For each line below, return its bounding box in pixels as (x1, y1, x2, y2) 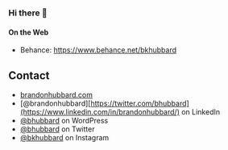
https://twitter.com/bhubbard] (90, 98, 189, 108)
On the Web (8, 27, 49, 37)
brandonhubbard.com (19, 90, 93, 99)
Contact (8, 69, 50, 82)
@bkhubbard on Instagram (19, 132, 110, 142)
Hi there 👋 (8, 7, 48, 19)
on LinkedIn (180, 106, 220, 116)
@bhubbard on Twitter (19, 124, 95, 134)
